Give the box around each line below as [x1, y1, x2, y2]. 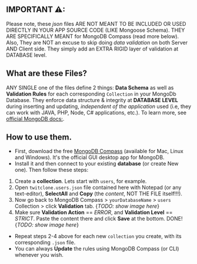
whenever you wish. [14, 252, 64, 259]
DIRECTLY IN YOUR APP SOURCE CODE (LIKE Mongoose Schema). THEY [6, 26, 185, 33]
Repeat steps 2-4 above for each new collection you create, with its [14, 233, 182, 240]
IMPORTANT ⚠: [6, 5, 66, 15]
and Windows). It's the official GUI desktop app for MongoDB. [14, 154, 165, 161]
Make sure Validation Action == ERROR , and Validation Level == [14, 209, 173, 216]
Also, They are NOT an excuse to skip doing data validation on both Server [6, 39, 188, 46]
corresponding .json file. [14, 239, 76, 246]
